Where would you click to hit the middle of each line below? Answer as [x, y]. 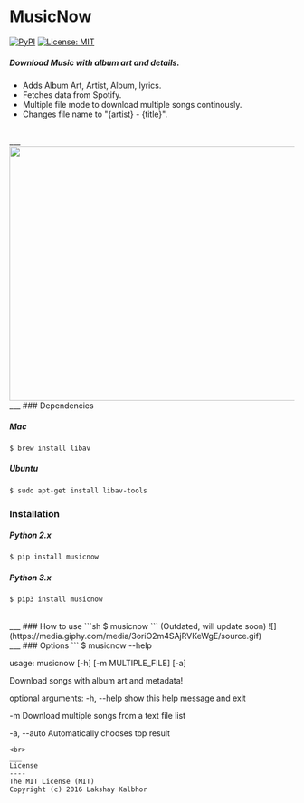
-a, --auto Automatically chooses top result [90, 733]
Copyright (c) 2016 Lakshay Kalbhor [78, 789]
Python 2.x [30, 535]
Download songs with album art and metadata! [96, 681]
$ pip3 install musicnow [56, 599]
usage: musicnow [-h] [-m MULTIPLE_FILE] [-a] [98, 664]
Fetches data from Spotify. [72, 95]
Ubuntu [24, 469]
